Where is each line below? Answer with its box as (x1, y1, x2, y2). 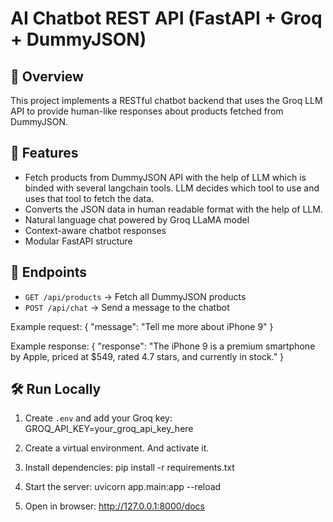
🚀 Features (10, 145, 79, 162)
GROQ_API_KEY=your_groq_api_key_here (24, 423, 194, 435)
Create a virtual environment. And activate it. (24, 442, 210, 454)
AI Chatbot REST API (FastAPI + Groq (10, 7, 323, 30)
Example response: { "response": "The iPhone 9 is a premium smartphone (10, 340, 316, 352)
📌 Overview (10, 68, 84, 85)
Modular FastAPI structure (24, 235, 133, 247)
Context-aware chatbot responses (24, 224, 167, 236)
